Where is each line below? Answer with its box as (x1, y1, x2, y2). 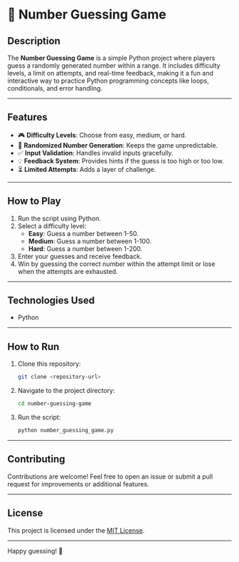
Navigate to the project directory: (17, 387, 115, 395)
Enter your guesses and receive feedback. (17, 252, 142, 260)
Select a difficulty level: (17, 221, 87, 230)
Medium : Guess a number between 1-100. (28, 237, 152, 245)
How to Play (7, 195, 62, 208)
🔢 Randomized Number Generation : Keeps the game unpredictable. (17, 140, 218, 149)
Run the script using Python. (17, 214, 101, 223)
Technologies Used (7, 295, 95, 307)
